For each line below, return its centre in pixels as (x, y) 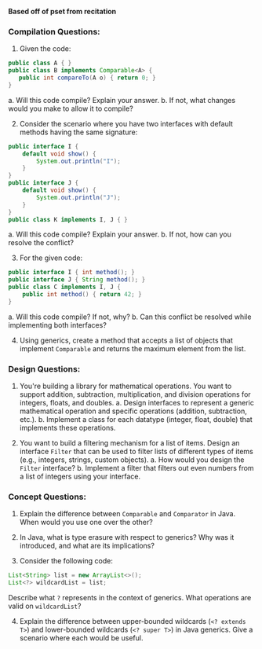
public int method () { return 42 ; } (82, 295)
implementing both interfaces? (58, 324)
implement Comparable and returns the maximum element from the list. (133, 348)
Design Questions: (44, 368)
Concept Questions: (47, 497)
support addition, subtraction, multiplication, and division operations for (135, 394)
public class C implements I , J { (65, 287)
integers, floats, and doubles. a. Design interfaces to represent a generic (137, 403)
